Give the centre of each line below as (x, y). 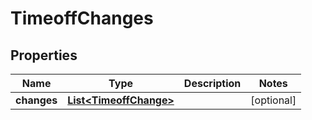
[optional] (273, 100)
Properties (44, 55)
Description (212, 83)
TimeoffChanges (82, 18)
